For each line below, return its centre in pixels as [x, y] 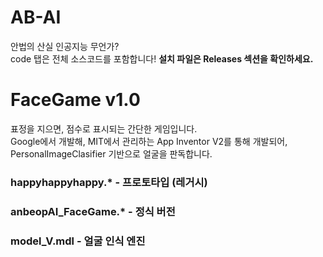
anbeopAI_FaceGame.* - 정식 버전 [93, 211]
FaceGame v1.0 [75, 100]
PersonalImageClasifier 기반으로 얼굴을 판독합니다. [111, 153]
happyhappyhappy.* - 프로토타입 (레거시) [109, 182]
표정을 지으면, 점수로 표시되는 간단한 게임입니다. [104, 128]
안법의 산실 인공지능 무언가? [65, 46]
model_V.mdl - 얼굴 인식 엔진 [78, 241]
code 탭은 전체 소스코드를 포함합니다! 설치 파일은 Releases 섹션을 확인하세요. [162, 58]
